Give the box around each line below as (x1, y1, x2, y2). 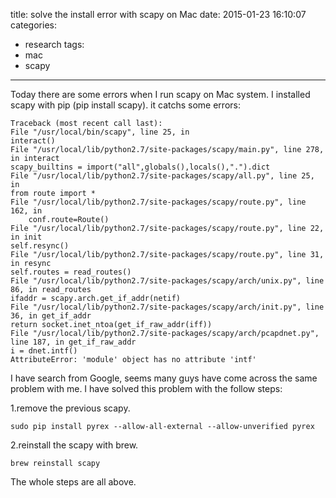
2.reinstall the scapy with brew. (10, 439, 139, 451)
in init (10, 232, 43, 242)
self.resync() (10, 241, 70, 251)
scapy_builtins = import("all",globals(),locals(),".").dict (10, 162, 271, 172)
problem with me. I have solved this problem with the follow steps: (10, 383, 283, 394)
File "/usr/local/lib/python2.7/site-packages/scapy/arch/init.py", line (10, 302, 325, 312)
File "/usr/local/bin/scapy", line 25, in (10, 127, 190, 137)
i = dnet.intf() (10, 346, 78, 356)
